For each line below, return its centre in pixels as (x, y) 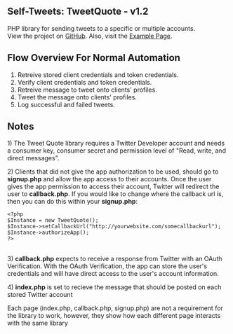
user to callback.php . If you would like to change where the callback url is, (115, 194)
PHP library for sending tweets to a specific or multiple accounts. (101, 28)
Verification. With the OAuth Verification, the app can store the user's (107, 266)
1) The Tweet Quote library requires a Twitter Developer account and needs (116, 144)
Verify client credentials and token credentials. (85, 82)
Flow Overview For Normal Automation (94, 58)
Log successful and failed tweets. (66, 104)
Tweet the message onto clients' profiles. (77, 97)
